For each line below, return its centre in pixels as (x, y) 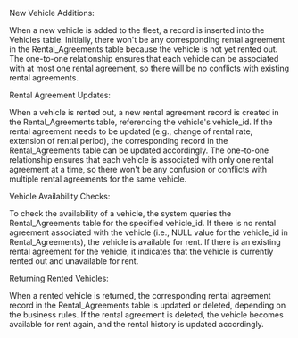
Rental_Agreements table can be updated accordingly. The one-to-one (139, 150)
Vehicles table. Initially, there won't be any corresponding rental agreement (147, 40)
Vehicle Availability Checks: (60, 196)
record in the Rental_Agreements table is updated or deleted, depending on (148, 305)
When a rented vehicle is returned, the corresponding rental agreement (140, 296)
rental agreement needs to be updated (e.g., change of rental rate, (131, 131)
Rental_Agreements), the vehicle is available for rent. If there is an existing (145, 242)
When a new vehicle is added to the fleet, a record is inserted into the (137, 30)
